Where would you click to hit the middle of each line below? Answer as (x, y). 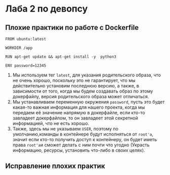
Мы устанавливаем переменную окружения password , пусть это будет (89, 102)
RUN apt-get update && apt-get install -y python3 (61, 57)
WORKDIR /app (19, 48)
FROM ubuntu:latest (26, 39)
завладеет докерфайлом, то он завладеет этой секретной (75, 118)
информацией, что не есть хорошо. (51, 123)
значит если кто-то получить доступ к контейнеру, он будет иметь (85, 139)
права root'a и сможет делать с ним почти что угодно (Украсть (81, 145)
